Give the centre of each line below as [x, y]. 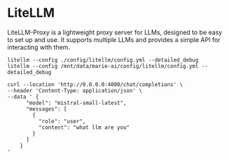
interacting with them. [39, 47]
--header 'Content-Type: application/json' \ [75, 90]
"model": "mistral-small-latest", [76, 103]
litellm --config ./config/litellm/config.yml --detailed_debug [103, 60]
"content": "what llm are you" [84, 127]
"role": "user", [62, 121]
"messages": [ [47, 109]
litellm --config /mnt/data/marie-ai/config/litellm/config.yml [103, 66]
